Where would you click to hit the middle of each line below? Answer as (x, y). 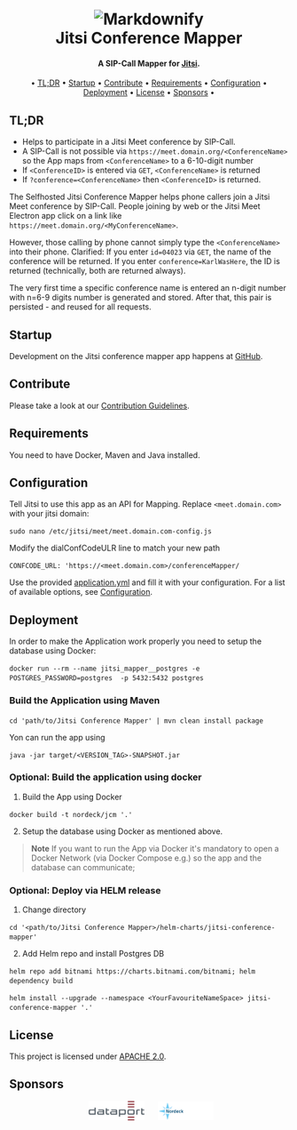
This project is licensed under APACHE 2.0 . (88, 1056)
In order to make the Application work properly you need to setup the (136, 641)
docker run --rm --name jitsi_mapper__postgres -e (105, 669)
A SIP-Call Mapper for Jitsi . (149, 63)
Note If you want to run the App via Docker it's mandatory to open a (155, 848)
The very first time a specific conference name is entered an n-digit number (148, 288)
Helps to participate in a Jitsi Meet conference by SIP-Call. (129, 142)
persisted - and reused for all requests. (81, 307)
